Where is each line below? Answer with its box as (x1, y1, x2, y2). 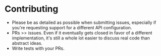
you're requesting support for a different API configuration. (11, 24, 132, 30)
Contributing (4, 3, 58, 15)
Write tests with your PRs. (11, 45, 65, 51)
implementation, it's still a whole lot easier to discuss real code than (11, 35, 150, 41)
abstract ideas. (11, 40, 43, 46)
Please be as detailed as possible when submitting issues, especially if (11, 19, 157, 25)
